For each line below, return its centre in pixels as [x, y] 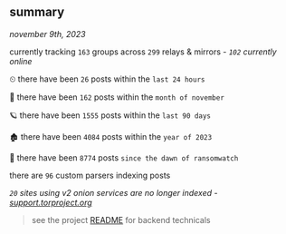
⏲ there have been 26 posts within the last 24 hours [107, 79]
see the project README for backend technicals [121, 219]
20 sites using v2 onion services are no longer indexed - [114, 192]
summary [37, 12]
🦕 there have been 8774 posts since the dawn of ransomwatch [124, 157]
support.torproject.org [51, 202]
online [21, 61]
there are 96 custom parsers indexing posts [90, 175]
